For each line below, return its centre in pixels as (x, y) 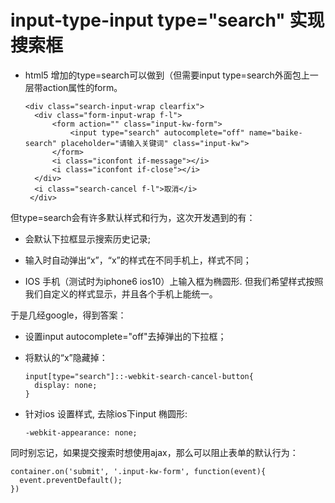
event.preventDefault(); (71, 480)
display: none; (66, 385)
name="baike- (275, 132)
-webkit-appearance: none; (81, 432)
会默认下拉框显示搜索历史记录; (88, 238)
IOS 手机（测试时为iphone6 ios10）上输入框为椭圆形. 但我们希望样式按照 (174, 281)
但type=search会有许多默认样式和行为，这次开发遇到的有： (133, 217)
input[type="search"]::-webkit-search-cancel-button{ (139, 376)
